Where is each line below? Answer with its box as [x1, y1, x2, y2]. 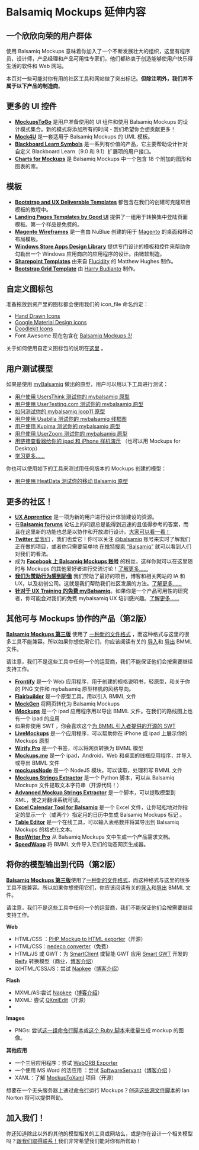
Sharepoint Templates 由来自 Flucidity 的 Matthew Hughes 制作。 [14, 257, 176, 265]
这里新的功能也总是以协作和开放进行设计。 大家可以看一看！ [25, 528, 171, 536]
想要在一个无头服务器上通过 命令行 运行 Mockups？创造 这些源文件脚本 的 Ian [6, 1087, 190, 1094]
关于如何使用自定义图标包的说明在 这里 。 [6, 344, 107, 352]
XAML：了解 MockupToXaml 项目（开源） [14, 1074, 117, 1081]
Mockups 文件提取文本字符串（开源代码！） [14, 781, 123, 788]
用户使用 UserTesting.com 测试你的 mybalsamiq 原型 [14, 401, 144, 408]
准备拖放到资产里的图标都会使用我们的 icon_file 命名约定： [6, 301, 149, 308]
